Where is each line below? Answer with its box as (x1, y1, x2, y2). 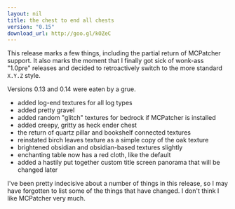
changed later (17, 166, 58, 174)
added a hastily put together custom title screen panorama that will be (17, 159, 220, 167)
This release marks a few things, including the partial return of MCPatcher (7, 49, 221, 58)
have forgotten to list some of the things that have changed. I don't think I (7, 187, 220, 195)
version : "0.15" (7, 23, 55, 30)
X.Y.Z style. (7, 72, 41, 80)
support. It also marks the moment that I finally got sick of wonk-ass (7, 57, 204, 65)
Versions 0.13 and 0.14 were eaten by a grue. (7, 85, 137, 93)
